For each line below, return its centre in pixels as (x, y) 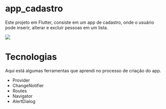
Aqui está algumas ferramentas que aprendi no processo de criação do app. (83, 70)
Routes (20, 91)
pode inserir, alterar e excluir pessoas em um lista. (57, 27)
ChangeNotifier (28, 85)
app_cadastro (34, 9)
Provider (21, 80)
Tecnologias (31, 57)
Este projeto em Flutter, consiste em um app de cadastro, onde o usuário (80, 22)
